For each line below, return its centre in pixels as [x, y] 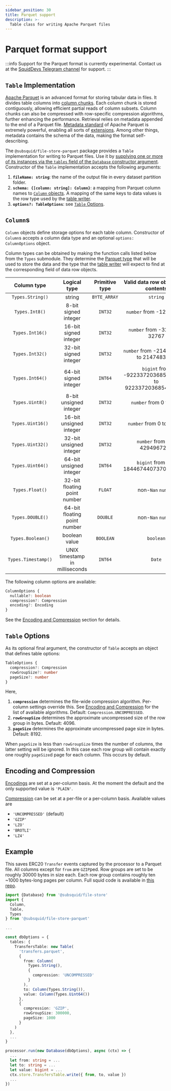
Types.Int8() [30, 312]
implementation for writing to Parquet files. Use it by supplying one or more [84, 156]
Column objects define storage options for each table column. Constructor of [85, 232]
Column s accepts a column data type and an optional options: [70, 238]
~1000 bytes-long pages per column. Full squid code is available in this [80, 880]
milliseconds [72, 569]
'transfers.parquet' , [42, 951]
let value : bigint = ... [36, 1070]
